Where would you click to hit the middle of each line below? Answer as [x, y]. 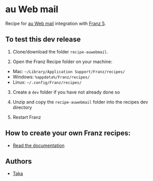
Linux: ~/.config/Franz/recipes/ [47, 82]
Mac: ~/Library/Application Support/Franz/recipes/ [69, 71]
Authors [19, 161]
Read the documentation [39, 145]
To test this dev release [43, 39]
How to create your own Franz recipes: [68, 133]
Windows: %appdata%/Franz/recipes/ [51, 77]
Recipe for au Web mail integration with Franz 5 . [56, 23]
